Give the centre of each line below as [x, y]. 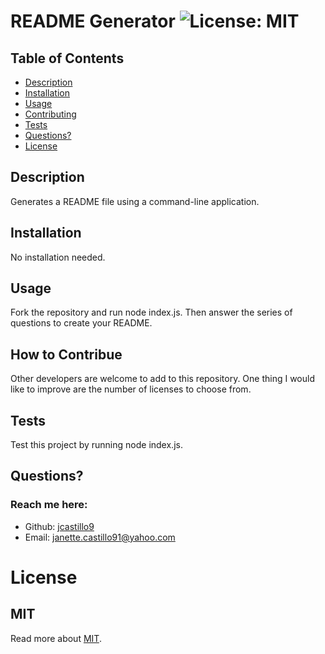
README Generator [93, 21]
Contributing [50, 114]
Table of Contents [67, 58]
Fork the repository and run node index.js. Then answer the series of [151, 312]
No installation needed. [58, 257]
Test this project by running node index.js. [96, 445]
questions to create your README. [81, 323]
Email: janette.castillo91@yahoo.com [100, 537]
